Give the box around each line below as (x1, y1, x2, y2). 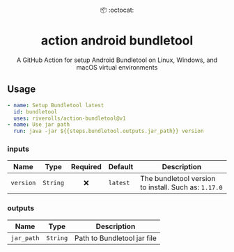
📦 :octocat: (100, 6, 134, 14)
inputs (7, 144, 30, 154)
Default (108, 162, 134, 172)
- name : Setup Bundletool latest (7, 102, 104, 109)
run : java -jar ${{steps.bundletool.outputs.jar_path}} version (13, 127, 204, 135)
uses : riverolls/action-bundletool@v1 (13, 115, 127, 122)
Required (70, 162, 102, 172)
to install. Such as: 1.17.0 (140, 182, 223, 192)
